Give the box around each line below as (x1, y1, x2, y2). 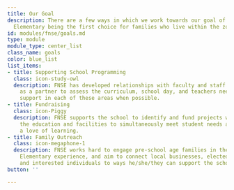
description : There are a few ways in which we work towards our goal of (7, 17, 226, 24)
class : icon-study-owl (13, 75, 79, 82)
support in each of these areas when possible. (19, 95, 160, 102)
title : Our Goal (7, 10, 54, 17)
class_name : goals (7, 50, 61, 57)
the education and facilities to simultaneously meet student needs (19, 120, 223, 128)
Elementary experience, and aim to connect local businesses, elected (19, 153, 229, 161)
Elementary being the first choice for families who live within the (13, 23, 219, 30)
